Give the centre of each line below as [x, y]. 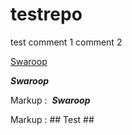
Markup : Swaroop [50, 100]
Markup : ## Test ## [52, 119]
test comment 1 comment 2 [66, 42]
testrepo [46, 14]
